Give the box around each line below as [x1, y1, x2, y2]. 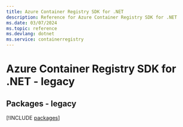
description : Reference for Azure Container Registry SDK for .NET [6, 14, 178, 20]
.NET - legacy [6, 75, 75, 88]
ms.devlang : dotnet [6, 31, 55, 37]
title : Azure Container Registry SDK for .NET [6, 8, 124, 15]
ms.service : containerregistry [6, 36, 84, 42]
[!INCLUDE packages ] [6, 114, 60, 121]
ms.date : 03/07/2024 [6, 20, 58, 26]
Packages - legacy [6, 98, 76, 109]
